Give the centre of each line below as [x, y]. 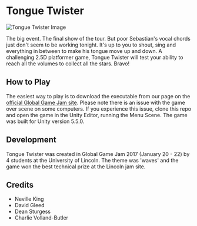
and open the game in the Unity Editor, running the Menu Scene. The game [97, 115]
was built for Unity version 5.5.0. [45, 121]
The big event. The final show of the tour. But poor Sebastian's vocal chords [98, 38]
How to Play [29, 82]
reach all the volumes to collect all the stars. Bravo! [68, 64]
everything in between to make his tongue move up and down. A [84, 51]
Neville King [29, 199]
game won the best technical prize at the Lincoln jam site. [76, 167]
